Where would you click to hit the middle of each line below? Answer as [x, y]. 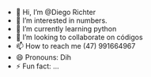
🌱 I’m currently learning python [66, 29]
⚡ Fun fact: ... [37, 66]
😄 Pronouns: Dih [43, 57]
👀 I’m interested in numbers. [62, 20]
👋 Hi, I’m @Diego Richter [56, 12]
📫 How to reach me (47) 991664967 [75, 46]
